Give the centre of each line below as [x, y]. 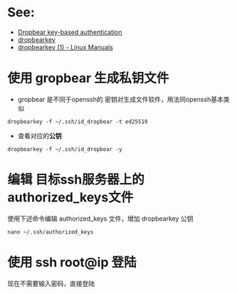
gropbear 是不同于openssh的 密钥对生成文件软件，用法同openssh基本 [121, 99]
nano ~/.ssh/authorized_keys [51, 232]
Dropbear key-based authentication [70, 32]
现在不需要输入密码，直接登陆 [51, 283]
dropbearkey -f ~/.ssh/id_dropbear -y [65, 149]
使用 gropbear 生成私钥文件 [88, 78]
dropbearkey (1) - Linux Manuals [65, 47]
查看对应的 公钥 [39, 135]
